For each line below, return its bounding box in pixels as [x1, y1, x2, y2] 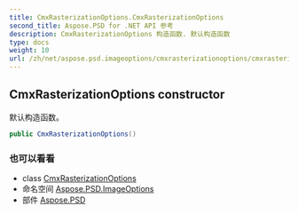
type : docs [9, 37, 50, 47]
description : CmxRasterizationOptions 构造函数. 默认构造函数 [9, 29, 231, 38]
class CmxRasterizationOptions [21, 172, 137, 183]
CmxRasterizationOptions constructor [9, 87, 225, 102]
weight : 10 [9, 46, 50, 55]
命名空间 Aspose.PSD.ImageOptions [21, 183, 154, 194]
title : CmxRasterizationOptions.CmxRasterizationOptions [9, 12, 224, 22]
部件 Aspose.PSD [21, 194, 86, 205]
